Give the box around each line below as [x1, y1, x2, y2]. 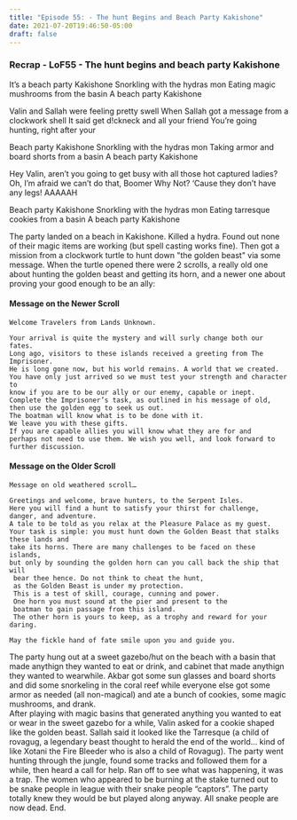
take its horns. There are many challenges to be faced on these [9, 543, 255, 552]
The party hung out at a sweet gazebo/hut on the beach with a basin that [9, 651, 277, 662]
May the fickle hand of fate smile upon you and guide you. [9, 636, 237, 645]
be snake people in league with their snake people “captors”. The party [9, 784, 269, 794]
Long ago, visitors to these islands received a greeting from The [9, 349, 264, 358]
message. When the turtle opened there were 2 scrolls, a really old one [9, 259, 269, 270]
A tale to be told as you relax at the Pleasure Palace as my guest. [9, 520, 272, 529]
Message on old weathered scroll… [9, 481, 137, 490]
